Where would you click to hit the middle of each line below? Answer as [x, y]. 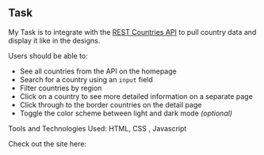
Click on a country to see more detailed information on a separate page [136, 96]
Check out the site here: [48, 144]
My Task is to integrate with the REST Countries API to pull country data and [132, 32]
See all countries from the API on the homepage [98, 71]
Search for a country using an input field [86, 79]
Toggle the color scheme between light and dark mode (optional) [126, 113]
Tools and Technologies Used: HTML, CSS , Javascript [98, 128]
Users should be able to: [48, 55]
